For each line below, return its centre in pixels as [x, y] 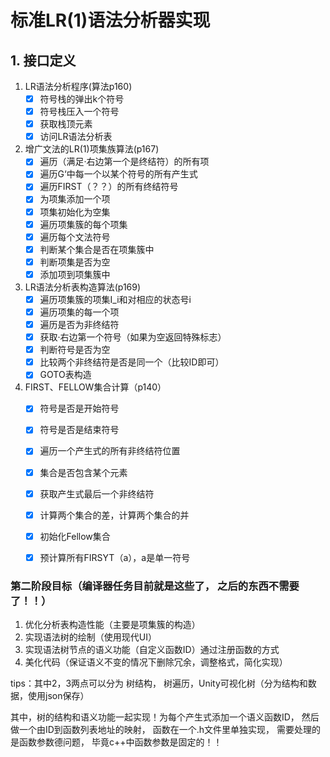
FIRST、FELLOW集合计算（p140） [95, 387]
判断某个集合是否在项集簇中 [97, 249]
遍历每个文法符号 [75, 237]
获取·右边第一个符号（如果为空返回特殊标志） [133, 337]
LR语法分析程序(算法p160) [78, 86]
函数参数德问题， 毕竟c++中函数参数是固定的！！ [120, 742]
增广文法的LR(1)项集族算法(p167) [92, 149]
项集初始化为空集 [75, 212]
